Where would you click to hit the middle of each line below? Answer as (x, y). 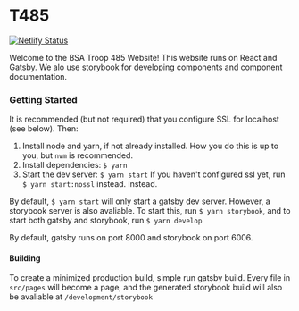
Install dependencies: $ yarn (75, 165)
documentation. (38, 76)
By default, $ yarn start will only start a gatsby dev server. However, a (140, 201)
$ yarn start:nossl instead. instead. (90, 184)
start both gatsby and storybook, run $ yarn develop (106, 221)
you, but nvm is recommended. (78, 155)
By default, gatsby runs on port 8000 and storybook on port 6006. (131, 238)
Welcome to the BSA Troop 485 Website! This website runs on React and (143, 57)
